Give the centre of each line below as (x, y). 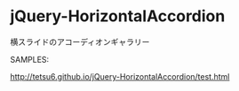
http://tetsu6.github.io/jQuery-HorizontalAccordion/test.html (120, 76)
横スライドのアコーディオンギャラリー (80, 42)
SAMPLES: (30, 59)
